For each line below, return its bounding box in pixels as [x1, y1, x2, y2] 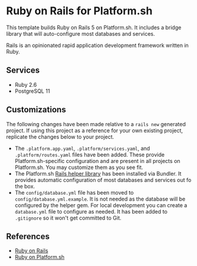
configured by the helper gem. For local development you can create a [14, 201, 188, 209]
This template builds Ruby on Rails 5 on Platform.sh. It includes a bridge [6, 24, 182, 31]
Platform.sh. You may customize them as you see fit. [14, 164, 144, 171]
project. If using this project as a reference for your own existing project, [6, 127, 183, 134]
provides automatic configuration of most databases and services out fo [14, 176, 192, 183]
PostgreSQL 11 [14, 87, 50, 95]
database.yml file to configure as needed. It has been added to [14, 208, 168, 215]
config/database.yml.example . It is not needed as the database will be [14, 195, 186, 202]
